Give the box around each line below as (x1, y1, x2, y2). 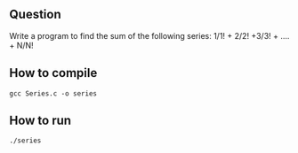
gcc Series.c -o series (9, 88, 98, 98)
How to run (9, 113, 72, 128)
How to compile (9, 65, 98, 80)
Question (9, 7, 61, 22)
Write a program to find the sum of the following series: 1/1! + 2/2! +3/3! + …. (9, 30, 290, 41)
